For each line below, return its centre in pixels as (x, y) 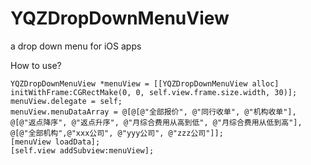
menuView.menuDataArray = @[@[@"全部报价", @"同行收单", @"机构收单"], (153, 112)
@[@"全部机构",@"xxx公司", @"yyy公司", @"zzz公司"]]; (117, 133)
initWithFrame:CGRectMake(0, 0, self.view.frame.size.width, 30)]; (154, 92)
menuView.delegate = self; (66, 101)
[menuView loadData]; (55, 142)
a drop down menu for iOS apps (76, 46)
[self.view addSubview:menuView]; (82, 150)
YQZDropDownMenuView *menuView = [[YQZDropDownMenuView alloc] (145, 83)
